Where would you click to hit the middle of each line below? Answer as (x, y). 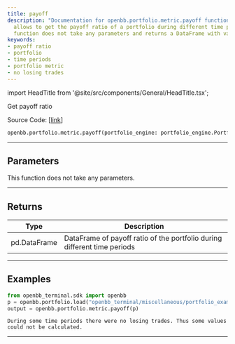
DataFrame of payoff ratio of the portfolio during (143, 238)
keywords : (22, 40)
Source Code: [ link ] (35, 119)
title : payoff (28, 14)
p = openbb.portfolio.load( (48, 302)
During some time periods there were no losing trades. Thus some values (117, 321)
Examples (29, 279)
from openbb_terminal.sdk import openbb (67, 296)
